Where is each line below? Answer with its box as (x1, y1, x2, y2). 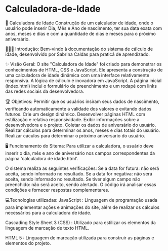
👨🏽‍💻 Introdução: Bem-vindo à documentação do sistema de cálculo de (5, 46, 153, 52)
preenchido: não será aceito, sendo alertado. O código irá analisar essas (5, 181, 156, 188)
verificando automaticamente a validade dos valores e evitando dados (5, 105, 152, 112)
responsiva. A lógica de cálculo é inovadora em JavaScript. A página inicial (5, 77, 162, 84)
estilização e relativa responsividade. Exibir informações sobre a (5, 116, 140, 122)
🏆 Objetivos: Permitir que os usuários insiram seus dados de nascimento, (5, 98, 159, 104)
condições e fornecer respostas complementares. (5, 187, 110, 193)
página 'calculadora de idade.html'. (5, 155, 78, 161)
